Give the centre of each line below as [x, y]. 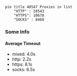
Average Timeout [23, 43]
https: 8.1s [22, 64]
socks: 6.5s [23, 70]
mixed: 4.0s [23, 54]
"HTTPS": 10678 [29, 15]
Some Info [17, 31]
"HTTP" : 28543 [29, 11]
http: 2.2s [22, 59]
